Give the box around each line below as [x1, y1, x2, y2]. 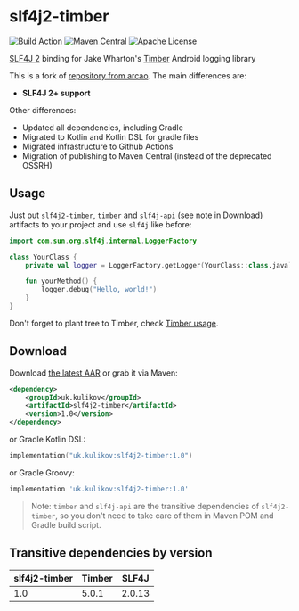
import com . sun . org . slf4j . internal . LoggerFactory [9, 236, 198, 245]
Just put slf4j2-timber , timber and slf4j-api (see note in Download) [9, 210, 263, 220]
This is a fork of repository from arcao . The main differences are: [9, 70, 247, 81]
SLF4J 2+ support [21, 87, 91, 98]
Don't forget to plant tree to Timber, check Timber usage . [9, 318, 219, 328]
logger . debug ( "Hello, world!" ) [41, 285, 158, 294]
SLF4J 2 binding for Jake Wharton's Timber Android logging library [9, 53, 256, 63]
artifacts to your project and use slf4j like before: [9, 219, 192, 229]
